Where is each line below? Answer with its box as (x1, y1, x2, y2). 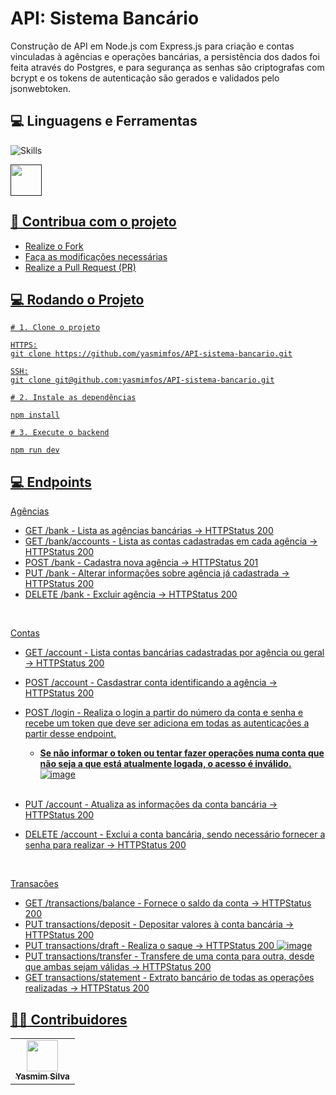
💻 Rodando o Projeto (10, 291, 145, 308)
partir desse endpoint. (24, 728, 117, 740)
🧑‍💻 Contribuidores (10, 1011, 128, 1028)
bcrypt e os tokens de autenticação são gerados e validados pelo (10, 72, 280, 84)
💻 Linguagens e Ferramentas (10, 113, 198, 130)
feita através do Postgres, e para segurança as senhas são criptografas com (10, 61, 325, 73)
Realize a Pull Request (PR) (24, 261, 137, 273)
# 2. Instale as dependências (10, 393, 137, 403)
